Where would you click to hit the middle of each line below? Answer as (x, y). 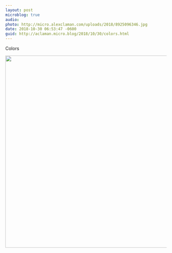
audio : (12, 19)
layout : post (19, 10)
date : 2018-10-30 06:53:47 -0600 (41, 29)
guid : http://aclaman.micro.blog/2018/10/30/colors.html (67, 34)
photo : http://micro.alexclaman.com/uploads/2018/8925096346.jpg (76, 24)
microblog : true (23, 15)
